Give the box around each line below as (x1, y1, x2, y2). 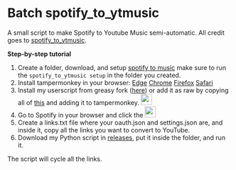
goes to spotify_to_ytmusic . (7, 35, 87, 44)
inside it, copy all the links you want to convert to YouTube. (17, 125, 191, 134)
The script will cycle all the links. (7, 154, 102, 163)
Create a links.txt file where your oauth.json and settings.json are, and (17, 118, 223, 127)
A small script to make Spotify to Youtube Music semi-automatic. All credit (7, 28, 225, 37)
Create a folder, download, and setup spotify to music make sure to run (17, 63, 226, 72)
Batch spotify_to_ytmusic (7, 5, 160, 21)
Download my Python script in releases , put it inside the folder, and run (17, 133, 226, 142)
